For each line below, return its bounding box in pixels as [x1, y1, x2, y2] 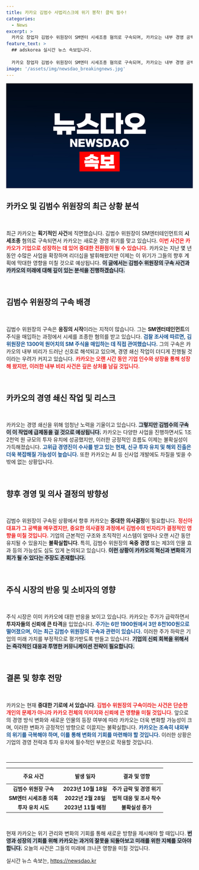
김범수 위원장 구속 [12, 785, 54, 792]
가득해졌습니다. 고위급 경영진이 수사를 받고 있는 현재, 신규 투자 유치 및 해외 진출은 [6, 443, 191, 450]
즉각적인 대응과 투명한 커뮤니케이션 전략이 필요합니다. [12, 643, 135, 650]
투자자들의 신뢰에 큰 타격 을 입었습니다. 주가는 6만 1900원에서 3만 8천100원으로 [6, 620, 190, 628]
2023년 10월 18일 [63, 785, 108, 792]
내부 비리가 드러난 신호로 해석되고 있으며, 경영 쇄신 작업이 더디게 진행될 [21, 347, 187, 355]
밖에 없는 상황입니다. [6, 458, 54, 465]
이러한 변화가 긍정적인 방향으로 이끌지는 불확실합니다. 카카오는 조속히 [14, 724, 174, 731]
